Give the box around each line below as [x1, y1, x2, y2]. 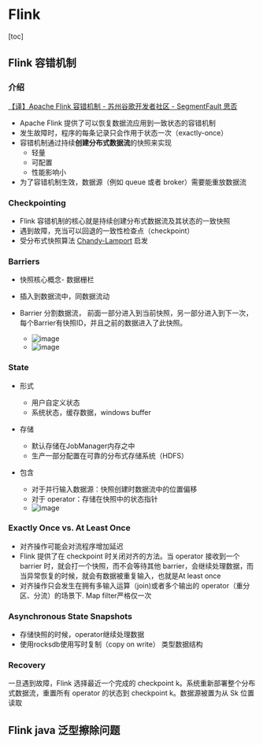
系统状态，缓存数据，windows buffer [31, 407, 151, 417]
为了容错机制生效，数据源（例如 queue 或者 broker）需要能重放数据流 [19, 177, 246, 187]
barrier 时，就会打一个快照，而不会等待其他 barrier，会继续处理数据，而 [19, 561, 254, 570]
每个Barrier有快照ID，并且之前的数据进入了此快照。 [19, 318, 187, 328]
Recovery [8, 660, 46, 671]
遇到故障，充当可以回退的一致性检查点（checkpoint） [19, 226, 194, 235]
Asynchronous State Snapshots [8, 610, 132, 621]
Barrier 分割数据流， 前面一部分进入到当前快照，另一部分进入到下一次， [19, 309, 254, 318]
